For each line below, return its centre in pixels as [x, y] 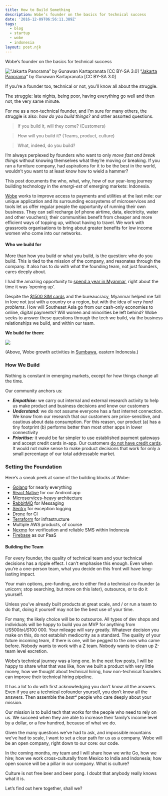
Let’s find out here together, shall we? [44, 788]
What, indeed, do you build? [46, 145]
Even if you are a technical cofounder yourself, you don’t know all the [76, 692]
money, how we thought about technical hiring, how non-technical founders [83, 671]
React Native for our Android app [46, 493]
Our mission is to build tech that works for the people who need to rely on [81, 712]
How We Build [22, 365]
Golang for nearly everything [42, 487]
